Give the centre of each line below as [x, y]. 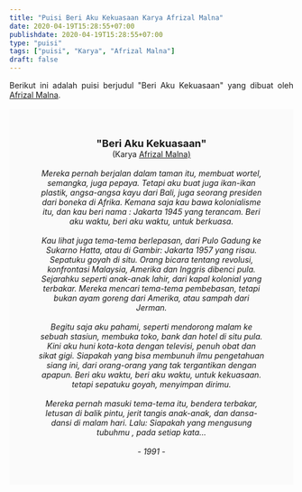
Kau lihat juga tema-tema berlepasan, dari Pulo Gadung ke [151, 241]
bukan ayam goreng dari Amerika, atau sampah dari [151, 298]
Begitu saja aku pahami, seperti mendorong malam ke [151, 327]
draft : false [34, 60]
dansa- [244, 413]
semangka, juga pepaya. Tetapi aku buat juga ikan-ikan [151, 183]
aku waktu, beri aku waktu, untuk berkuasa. [151, 221]
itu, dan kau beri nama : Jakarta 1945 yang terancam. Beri [151, 212]
